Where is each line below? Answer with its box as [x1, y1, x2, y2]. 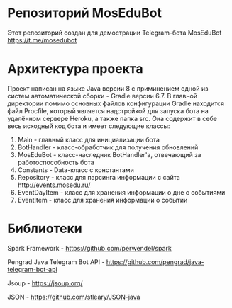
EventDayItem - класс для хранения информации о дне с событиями [17, 188, 226, 196]
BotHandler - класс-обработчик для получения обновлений [17, 143, 199, 152]
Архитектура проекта [7, 61, 143, 77]
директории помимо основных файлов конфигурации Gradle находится [7, 99, 225, 108]
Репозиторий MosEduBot [7, 5, 162, 21]
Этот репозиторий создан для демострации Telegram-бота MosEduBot [7, 28, 222, 37]
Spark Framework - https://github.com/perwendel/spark [7, 244, 172, 252]
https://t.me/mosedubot [7, 35, 77, 44]
